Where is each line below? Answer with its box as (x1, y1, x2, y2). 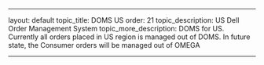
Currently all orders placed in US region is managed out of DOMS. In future (8, 32, 251, 42)
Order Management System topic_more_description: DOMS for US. (8, 24, 225, 33)
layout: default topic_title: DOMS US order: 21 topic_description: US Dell (8, 16, 240, 24)
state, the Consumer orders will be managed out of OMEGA (8, 41, 200, 49)
